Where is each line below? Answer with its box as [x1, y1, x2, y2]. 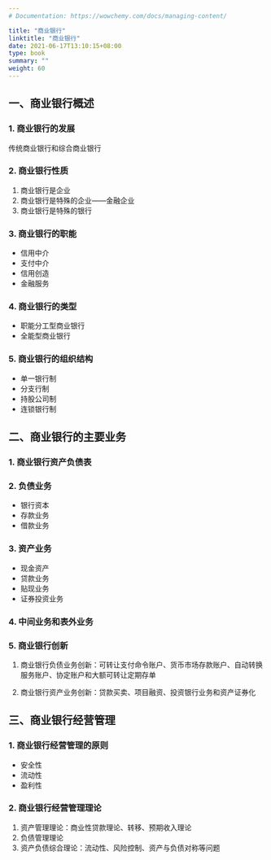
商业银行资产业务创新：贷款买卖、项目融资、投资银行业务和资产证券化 [20, 687, 256, 696]
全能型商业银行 [20, 331, 71, 341]
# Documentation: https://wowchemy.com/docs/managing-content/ [8, 11, 228, 20]
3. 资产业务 [8, 543, 52, 554]
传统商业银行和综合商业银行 [8, 143, 102, 153]
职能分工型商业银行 [20, 321, 85, 330]
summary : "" [8, 57, 49, 65]
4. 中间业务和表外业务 [8, 616, 94, 627]
